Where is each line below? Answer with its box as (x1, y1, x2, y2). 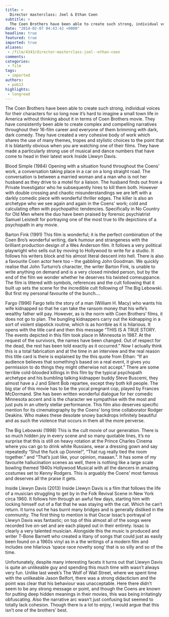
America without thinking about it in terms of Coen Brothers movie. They (5, 116, 155, 122)
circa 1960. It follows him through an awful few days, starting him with (5, 496, 150, 502)
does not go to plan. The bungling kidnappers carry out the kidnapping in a (5, 316, 161, 322)
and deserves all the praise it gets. (5, 476, 77, 482)
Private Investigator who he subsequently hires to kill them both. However (5, 185, 158, 191)
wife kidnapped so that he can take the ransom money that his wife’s (5, 305, 147, 312)
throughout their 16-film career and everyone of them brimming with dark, (5, 127, 158, 133)
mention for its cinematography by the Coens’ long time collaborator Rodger (5, 407, 163, 413)
